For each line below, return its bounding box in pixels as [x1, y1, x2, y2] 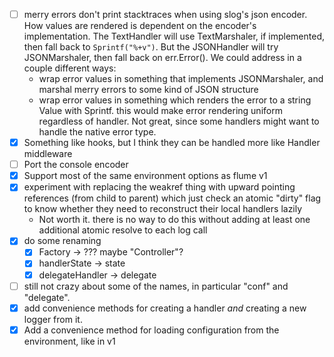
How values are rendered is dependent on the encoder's [23, 20, 257, 32]
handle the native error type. [38, 126, 157, 138]
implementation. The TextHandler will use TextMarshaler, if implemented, [23, 30, 326, 43]
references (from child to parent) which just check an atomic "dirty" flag [23, 192, 322, 204]
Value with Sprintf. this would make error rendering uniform [38, 105, 283, 117]
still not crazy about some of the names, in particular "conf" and [23, 280, 289, 292]
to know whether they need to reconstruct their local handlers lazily [23, 203, 303, 215]
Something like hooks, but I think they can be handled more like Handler [23, 137, 321, 149]
